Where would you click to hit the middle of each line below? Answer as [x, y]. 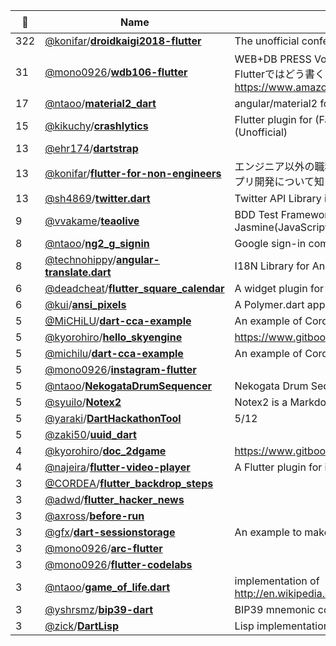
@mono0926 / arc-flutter [103, 548]
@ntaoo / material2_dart [100, 103]
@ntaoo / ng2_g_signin [97, 243]
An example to [268, 532]
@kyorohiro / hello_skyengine [113, 337]
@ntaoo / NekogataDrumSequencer [128, 386]
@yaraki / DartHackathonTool [113, 418]
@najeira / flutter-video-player [117, 467]
